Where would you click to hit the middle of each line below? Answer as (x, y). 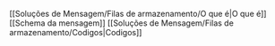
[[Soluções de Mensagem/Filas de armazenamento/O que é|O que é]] (138, 14)
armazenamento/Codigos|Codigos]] (76, 32)
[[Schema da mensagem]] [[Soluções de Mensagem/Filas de (122, 23)
